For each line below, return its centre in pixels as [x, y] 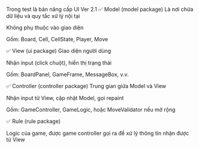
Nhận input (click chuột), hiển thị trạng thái [59, 63]
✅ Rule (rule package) [34, 121]
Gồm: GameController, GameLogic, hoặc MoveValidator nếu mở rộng [91, 110]
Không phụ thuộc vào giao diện [45, 28]
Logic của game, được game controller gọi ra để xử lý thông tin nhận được [98, 133]
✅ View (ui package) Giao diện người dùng [59, 51]
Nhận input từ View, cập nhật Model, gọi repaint [65, 98]
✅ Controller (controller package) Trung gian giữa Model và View [86, 86]
